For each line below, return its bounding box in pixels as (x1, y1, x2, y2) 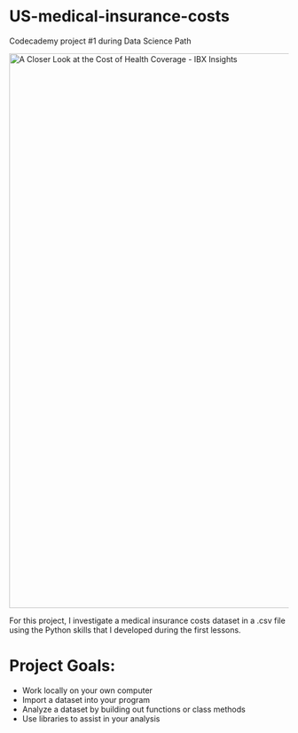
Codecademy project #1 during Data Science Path (9, 35, 192, 46)
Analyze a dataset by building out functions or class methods (21, 704, 246, 714)
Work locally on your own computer (21, 685, 153, 696)
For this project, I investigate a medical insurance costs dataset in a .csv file (9, 615, 286, 626)
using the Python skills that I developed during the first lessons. (9, 624, 241, 635)
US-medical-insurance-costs (9, 6, 231, 27)
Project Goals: (9, 656, 115, 676)
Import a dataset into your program (21, 694, 151, 705)
